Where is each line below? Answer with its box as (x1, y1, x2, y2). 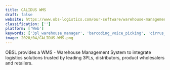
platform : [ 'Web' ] (5, 26, 44, 31)
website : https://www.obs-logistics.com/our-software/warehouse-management (5, 17, 168, 22)
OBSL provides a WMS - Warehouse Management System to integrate (5, 49, 151, 55)
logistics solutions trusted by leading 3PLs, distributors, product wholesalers (5, 54, 165, 60)
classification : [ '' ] (5, 21, 51, 27)
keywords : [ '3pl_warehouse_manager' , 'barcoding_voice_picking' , (5, 31, 146, 36)
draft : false (5, 12, 33, 17)
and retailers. (5, 60, 33, 66)
